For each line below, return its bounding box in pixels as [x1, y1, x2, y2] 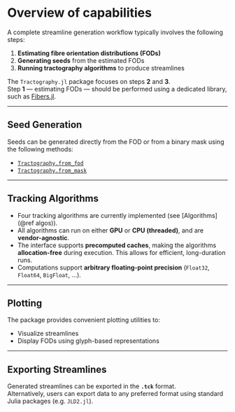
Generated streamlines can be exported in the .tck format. [7, 382, 176, 390]
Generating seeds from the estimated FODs [17, 56, 145, 64]
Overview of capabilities [7, 5, 152, 21]
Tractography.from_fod [17, 159, 84, 167]
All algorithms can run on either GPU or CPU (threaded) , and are [17, 226, 204, 235]
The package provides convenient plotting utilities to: [7, 316, 161, 324]
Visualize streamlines [17, 330, 79, 338]
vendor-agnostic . [17, 233, 70, 242]
